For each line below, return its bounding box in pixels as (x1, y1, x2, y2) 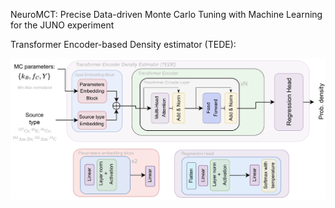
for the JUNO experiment (10, 19, 115, 31)
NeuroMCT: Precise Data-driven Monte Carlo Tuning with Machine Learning (10, 9, 323, 20)
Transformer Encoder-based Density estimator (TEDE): (10, 39, 237, 50)
